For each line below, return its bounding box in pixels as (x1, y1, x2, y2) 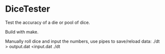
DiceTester (5, 3, 50, 15)
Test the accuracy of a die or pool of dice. (5, 19, 90, 25)
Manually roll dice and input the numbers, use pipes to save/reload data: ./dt (5, 38, 160, 44)
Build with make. (5, 29, 39, 35)
